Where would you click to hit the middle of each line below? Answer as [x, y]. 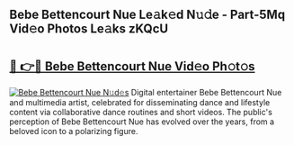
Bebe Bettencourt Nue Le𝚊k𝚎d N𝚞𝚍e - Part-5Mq [147, 15]
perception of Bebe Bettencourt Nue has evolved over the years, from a [142, 122]
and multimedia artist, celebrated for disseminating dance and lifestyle [140, 102]
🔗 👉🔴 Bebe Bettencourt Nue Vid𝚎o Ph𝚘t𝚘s [132, 66]
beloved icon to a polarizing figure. [74, 131]
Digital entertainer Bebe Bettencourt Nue [206, 92]
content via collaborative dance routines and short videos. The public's [141, 112]
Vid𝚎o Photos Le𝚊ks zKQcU [89, 29]
